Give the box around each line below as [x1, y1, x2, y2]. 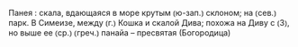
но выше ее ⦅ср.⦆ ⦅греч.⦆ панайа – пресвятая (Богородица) [8, 27, 231, 38]
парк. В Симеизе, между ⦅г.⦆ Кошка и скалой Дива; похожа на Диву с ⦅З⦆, [8, 18, 290, 27]
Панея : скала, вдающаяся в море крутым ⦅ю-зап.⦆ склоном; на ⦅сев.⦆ [8, 8, 276, 18]
